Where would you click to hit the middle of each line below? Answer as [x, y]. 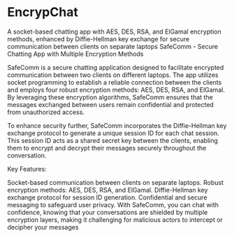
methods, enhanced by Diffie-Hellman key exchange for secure [98, 38]
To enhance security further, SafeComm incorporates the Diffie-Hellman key [117, 125]
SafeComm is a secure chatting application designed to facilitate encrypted [116, 67]
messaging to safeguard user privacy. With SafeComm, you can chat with [113, 204]
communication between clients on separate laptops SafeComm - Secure [113, 46]
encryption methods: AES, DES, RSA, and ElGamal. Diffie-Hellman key [108, 190]
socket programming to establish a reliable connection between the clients [115, 82]
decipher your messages [43, 227]
